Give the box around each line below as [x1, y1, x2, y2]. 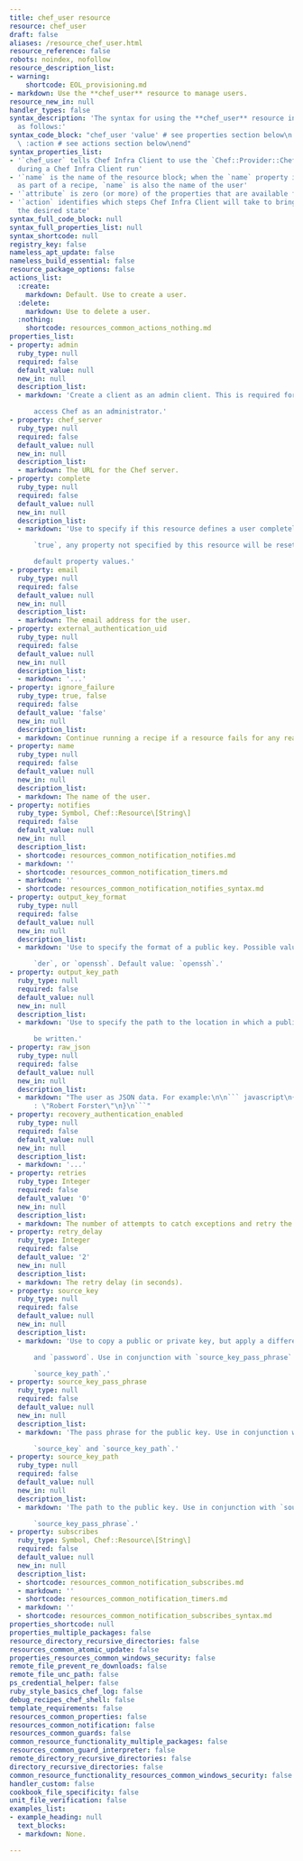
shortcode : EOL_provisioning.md [25, 80, 147, 89]
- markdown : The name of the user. [17, 792, 151, 801]
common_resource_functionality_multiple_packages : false [9, 1737, 228, 1746]
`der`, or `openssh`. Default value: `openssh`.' [32, 959, 224, 968]
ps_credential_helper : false [9, 1679, 119, 1688]
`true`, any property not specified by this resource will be [32, 541, 272, 551]
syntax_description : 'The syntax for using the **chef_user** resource [9, 114, 284, 123]
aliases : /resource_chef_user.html [9, 38, 143, 48]
